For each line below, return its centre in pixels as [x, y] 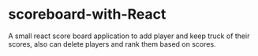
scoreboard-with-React [87, 14]
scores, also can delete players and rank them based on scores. [112, 44]
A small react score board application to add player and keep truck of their [129, 36]
